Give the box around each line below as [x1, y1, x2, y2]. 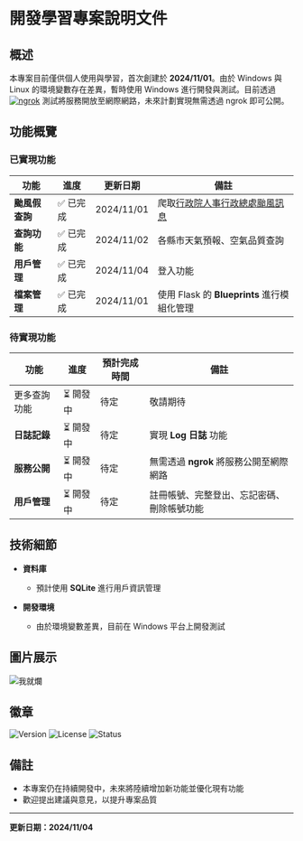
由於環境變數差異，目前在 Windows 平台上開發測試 [35, 621, 225, 631]
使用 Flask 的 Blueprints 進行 [157, 288, 280, 301]
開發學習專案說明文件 [9, 8, 169, 29]
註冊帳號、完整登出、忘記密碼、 [149, 489, 286, 501]
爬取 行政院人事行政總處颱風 [157, 196, 275, 209]
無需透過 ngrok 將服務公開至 [149, 455, 271, 468]
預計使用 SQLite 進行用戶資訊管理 [35, 582, 161, 593]
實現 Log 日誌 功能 [149, 429, 228, 442]
